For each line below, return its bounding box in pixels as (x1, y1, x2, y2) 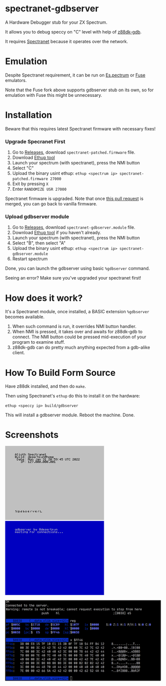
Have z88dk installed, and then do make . (5, 383, 86, 389)
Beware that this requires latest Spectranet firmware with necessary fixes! (5, 125, 156, 131)
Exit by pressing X (12, 181, 48, 187)
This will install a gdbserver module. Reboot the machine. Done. (5, 412, 135, 418)
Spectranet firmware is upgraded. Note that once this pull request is (5, 196, 144, 202)
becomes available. (5, 314, 44, 320)
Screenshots (5, 429, 59, 441)
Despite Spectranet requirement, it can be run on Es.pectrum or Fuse (5, 72, 146, 78)
